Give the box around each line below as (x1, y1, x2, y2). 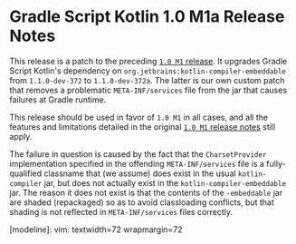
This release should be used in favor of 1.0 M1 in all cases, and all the (9, 112, 269, 122)
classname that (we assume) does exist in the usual (43, 168, 237, 179)
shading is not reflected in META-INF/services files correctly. (9, 206, 234, 217)
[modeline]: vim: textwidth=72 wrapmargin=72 (9, 224, 183, 235)
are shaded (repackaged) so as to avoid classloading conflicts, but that (9, 197, 274, 208)
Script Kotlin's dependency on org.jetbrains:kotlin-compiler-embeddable (9, 65, 287, 76)
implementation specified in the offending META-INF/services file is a (9, 158, 265, 169)
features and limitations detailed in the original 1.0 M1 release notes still (9, 121, 276, 132)
